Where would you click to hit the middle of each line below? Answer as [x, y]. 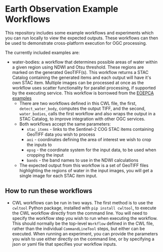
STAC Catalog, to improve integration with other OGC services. [82, 119]
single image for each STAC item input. [58, 176]
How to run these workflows [49, 191]
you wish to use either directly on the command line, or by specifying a [83, 239]
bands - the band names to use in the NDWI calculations [82, 160]
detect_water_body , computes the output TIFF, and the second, [82, 108]
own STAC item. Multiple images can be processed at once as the [78, 82]
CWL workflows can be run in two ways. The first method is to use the [82, 202]
